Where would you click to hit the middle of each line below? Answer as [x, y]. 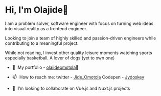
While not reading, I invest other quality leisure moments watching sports [79, 53]
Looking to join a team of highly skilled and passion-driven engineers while [80, 38]
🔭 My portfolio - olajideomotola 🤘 [46, 67]
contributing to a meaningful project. [42, 43]
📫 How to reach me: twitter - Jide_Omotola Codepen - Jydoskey [78, 77]
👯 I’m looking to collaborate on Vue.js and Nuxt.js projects [71, 88]
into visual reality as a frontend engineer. [46, 28]
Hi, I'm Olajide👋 [37, 10]
